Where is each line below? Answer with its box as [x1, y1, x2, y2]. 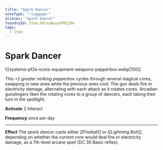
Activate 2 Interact [5, 105, 43, 111]
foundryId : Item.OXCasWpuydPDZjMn [5, 20, 75, 26]
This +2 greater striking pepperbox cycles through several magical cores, [5, 75, 152, 81]
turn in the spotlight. [5, 96, 46, 102]
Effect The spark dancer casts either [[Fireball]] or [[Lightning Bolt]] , [5, 129, 143, 135]
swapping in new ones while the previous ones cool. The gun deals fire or [5, 81, 153, 87]
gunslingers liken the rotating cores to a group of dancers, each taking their [5, 91, 156, 97]
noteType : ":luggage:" [5, 12, 51, 16]
